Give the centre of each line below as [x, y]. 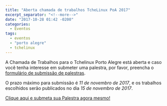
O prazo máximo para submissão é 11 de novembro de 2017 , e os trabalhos [83, 83]
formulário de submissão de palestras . [45, 73]
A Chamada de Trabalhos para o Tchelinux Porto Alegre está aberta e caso [83, 62]
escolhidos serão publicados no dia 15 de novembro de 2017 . [69, 88]
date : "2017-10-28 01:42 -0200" [39, 19]
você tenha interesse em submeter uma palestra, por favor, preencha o [79, 67]
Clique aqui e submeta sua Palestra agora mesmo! [58, 98]
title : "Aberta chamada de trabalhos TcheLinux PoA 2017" [68, 10]
